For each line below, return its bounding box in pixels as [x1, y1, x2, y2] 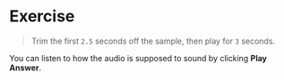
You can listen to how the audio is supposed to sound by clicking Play [9, 52, 267, 63]
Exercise [9, 6, 75, 27]
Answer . [9, 62, 42, 73]
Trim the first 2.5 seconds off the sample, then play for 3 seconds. [30, 36, 276, 46]
